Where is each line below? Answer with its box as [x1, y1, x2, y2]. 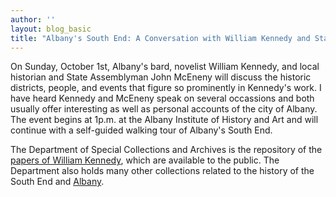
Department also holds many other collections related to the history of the [10, 165, 315, 177]
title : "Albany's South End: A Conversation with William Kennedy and [10, 33, 311, 43]
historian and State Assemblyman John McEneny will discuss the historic [10, 71, 312, 83]
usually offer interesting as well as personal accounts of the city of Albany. [10, 103, 318, 115]
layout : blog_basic [10, 24, 92, 34]
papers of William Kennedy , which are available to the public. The [10, 154, 280, 166]
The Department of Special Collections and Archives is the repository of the [10, 144, 323, 156]
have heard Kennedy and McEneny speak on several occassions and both [10, 92, 315, 105]
